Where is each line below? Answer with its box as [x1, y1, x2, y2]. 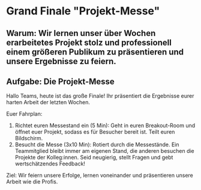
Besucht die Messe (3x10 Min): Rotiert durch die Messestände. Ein [14, 141, 179, 148]
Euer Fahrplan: [6, 110, 43, 117]
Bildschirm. [14, 135, 43, 142]
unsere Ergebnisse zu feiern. [6, 56, 117, 67]
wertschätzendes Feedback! [14, 160, 86, 167]
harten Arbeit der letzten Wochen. [6, 99, 91, 106]
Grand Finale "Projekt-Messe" [6, 4, 160, 18]
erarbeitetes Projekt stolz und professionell [6, 37, 172, 47]
